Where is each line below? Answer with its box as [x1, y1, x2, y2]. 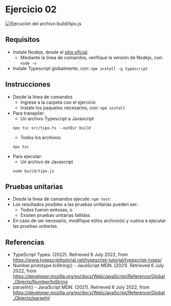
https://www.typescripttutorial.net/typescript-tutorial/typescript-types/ [12, 257, 162, 263]
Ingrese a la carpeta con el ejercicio [20, 99, 96, 105]
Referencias [5, 238, 45, 247]
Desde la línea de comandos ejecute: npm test [12, 196, 111, 202]
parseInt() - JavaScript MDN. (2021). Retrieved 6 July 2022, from [12, 284, 150, 290]
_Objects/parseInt [12, 295, 50, 301]
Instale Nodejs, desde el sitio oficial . [12, 49, 89, 55]
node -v [20, 60, 37, 66]
